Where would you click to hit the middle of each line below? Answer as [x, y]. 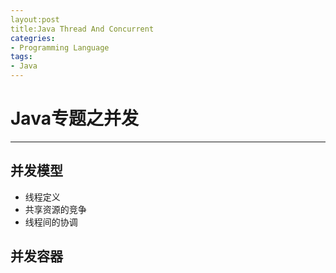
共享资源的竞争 [55, 209]
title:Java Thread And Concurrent [82, 29]
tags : [21, 57]
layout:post [35, 19]
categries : [33, 38]
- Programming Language [60, 47]
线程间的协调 [51, 222]
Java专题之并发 [74, 118]
